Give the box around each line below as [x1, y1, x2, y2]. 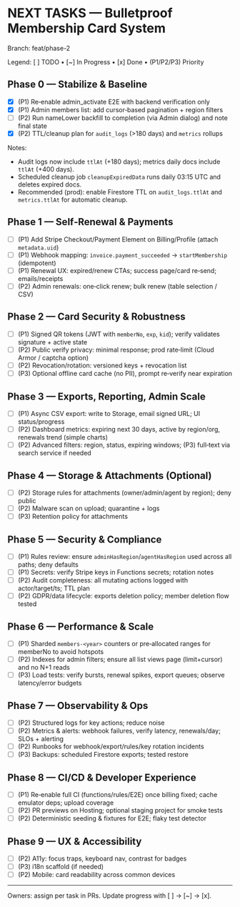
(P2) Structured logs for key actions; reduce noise [17, 718, 166, 727]
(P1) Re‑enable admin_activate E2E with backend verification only [17, 97, 211, 106]
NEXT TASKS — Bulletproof [7, 5, 173, 21]
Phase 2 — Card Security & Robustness [7, 311, 186, 323]
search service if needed [17, 449, 91, 457]
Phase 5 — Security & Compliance [7, 533, 162, 545]
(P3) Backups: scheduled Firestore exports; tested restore [17, 750, 189, 759]
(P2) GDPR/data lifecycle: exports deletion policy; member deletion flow [17, 592, 230, 600]
